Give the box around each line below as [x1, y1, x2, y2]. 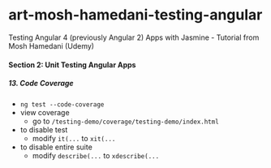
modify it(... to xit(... [32, 133, 116, 143]
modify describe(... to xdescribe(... [32, 150, 160, 160]
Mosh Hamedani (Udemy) [8, 41, 95, 50]
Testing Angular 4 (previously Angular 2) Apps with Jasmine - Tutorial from [8, 32, 260, 42]
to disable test [19, 124, 68, 135]
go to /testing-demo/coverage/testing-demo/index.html [32, 116, 219, 126]
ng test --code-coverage [19, 100, 105, 109]
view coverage [19, 107, 71, 117]
